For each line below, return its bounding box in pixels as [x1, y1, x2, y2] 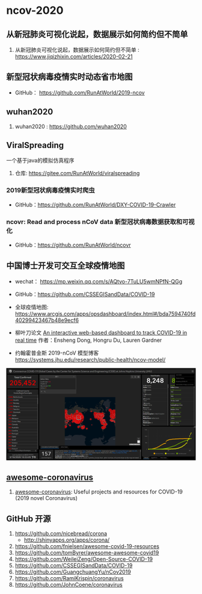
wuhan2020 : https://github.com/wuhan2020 [14, 123, 127, 130]
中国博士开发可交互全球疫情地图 [6, 261, 125, 271]
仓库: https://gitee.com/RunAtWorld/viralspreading [14, 170, 140, 177]
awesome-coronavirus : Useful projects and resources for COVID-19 [14, 488, 183, 495]
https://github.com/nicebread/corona [14, 530, 107, 537]
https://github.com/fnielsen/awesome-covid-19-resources [14, 543, 159, 550]
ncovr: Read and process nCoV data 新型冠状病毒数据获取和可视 [6, 217, 195, 226]
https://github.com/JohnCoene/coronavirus [14, 581, 123, 589]
